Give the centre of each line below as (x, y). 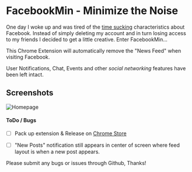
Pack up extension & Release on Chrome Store (70, 133)
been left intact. (25, 74)
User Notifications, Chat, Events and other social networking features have (96, 68)
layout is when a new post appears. (57, 152)
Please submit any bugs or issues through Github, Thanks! (76, 163)
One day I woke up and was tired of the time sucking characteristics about (95, 27)
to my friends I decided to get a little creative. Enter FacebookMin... (87, 39)
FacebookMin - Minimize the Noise (92, 11)
